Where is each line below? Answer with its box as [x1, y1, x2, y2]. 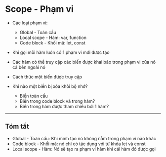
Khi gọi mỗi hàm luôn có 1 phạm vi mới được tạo [12, 49, 110, 55]
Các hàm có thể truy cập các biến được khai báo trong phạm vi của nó [12, 59, 156, 65]
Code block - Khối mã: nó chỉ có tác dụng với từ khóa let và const [12, 141, 146, 147]
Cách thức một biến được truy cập [12, 74, 83, 79]
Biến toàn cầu [19, 93, 48, 99]
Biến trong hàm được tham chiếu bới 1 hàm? [19, 103, 109, 109]
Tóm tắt [5, 122, 30, 131]
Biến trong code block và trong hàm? [19, 98, 95, 104]
